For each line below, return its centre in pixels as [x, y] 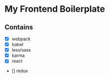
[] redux [20, 71]
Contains [19, 27]
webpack [21, 39]
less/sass [21, 50]
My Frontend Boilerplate [55, 9]
